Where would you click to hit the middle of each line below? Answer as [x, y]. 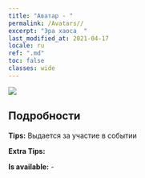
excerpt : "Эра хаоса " [48, 31]
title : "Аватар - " [41, 16]
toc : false [26, 61]
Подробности [44, 116]
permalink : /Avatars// [46, 23]
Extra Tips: [27, 151]
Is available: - [31, 167]
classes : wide [32, 68]
